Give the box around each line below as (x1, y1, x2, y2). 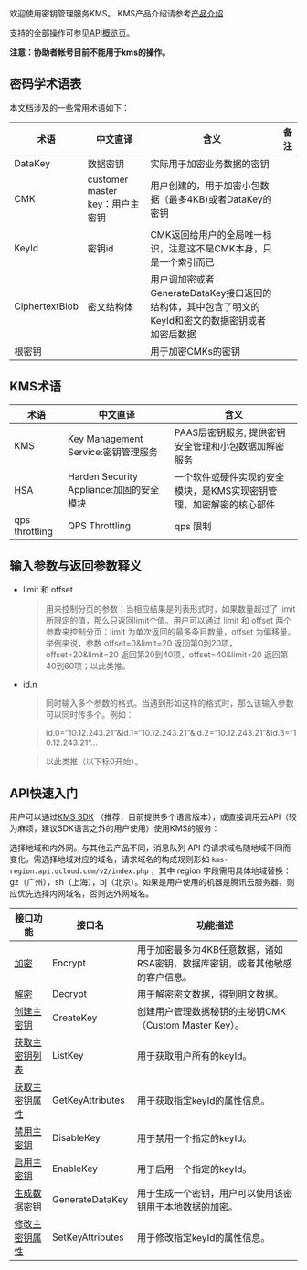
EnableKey (51, 1162, 98, 1175)
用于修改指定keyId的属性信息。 (136, 1232, 270, 1244)
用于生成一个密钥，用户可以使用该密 (136, 1187, 293, 1200)
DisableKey (51, 1132, 101, 1145)
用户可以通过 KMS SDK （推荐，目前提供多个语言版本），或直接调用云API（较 (9, 812, 297, 823)
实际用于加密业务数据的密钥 (150, 157, 270, 170)
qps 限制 (174, 519, 212, 532)
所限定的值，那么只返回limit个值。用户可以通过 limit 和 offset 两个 (45, 615, 292, 626)
